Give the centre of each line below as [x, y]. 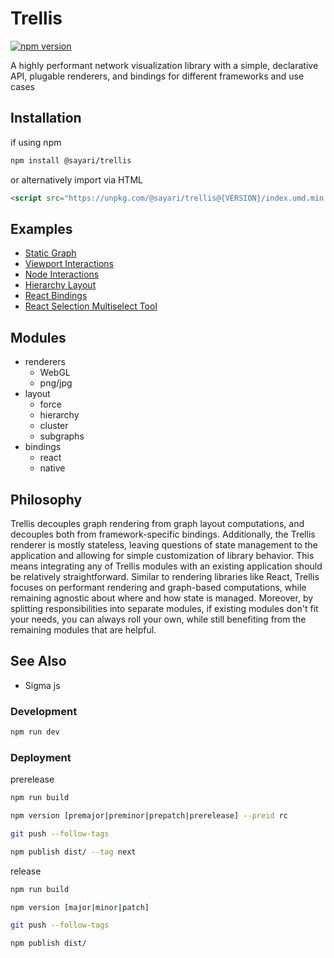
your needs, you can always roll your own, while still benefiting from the [158, 619]
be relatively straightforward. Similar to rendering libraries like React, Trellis [165, 576]
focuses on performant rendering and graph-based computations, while [158, 587]
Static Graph [50, 253]
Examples [41, 228]
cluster [54, 426]
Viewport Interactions [69, 264]
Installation [46, 118]
